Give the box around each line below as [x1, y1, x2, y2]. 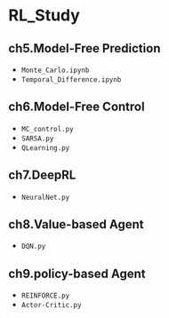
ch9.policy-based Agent [8, 266, 146, 281]
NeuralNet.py [20, 193, 70, 202]
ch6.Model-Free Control [8, 99, 145, 115]
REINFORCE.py [20, 291, 70, 300]
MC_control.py [20, 124, 74, 133]
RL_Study [8, 5, 81, 26]
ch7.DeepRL [8, 168, 76, 183]
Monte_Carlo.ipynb [20, 66, 90, 75]
